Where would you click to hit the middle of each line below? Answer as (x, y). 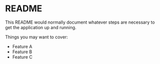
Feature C (22, 57)
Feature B (22, 52)
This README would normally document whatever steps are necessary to (80, 22)
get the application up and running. (41, 27)
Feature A (22, 46)
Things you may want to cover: (37, 37)
